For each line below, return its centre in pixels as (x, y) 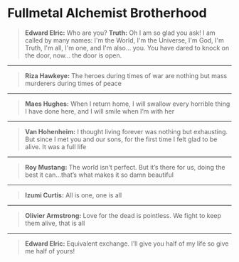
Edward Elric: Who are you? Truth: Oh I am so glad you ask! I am (120, 33)
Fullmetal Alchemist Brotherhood (107, 13)
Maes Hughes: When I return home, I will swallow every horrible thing (127, 104)
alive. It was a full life (55, 146)
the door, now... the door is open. (73, 55)
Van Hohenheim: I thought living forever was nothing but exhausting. (126, 131)
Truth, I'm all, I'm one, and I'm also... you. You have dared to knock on (127, 48)
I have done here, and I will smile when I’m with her (100, 111)
